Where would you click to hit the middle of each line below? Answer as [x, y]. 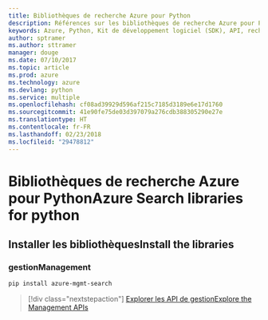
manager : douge [33, 53]
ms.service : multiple [44, 97]
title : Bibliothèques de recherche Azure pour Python [100, 16]
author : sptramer [37, 38]
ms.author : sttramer [43, 45]
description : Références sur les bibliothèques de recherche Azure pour [132, 23]
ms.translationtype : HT [48, 120]
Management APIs [58, 307]
